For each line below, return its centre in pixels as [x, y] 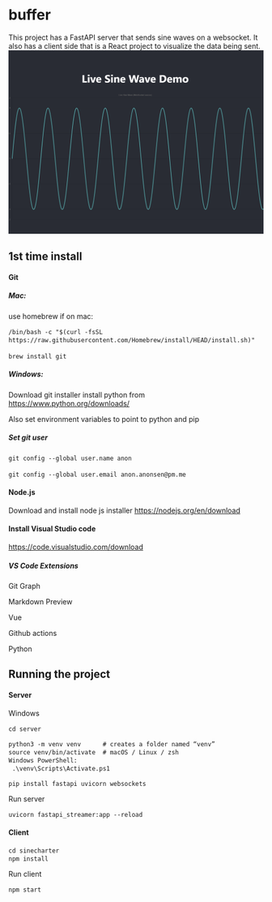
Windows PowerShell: [43, 760]
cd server [25, 729]
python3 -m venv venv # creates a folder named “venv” [112, 744]
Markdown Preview [40, 601]
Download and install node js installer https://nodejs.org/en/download [125, 510]
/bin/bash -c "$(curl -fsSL [56, 332]
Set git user [28, 438]
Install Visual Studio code [52, 529]
